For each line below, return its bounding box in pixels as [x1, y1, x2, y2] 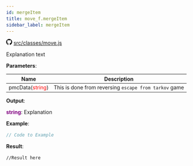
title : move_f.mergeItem [6, 15, 67, 22]
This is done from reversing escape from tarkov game [53, 84, 184, 91]
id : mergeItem [6, 9, 41, 15]
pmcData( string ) [8, 84, 49, 91]
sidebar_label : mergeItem [6, 22, 70, 28]
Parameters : [6, 62, 37, 69]
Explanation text [6, 51, 45, 58]
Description [104, 75, 134, 82]
